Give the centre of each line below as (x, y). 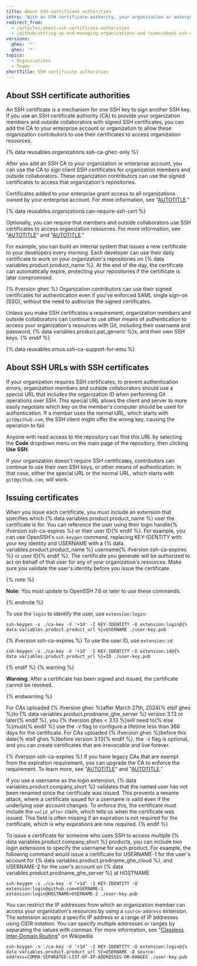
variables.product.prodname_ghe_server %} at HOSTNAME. (79, 873)
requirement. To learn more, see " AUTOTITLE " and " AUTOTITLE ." (85, 769)
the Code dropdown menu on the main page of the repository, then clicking (97, 443)
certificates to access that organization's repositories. (71, 182)
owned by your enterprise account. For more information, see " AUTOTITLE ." (98, 200)
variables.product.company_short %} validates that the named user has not (97, 786)
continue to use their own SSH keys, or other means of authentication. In (94, 467)
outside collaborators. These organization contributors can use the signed (96, 176)
